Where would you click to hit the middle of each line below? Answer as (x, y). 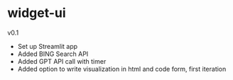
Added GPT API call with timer (62, 61)
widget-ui (37, 13)
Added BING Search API (53, 54)
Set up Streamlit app (48, 46)
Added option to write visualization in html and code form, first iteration (122, 69)
